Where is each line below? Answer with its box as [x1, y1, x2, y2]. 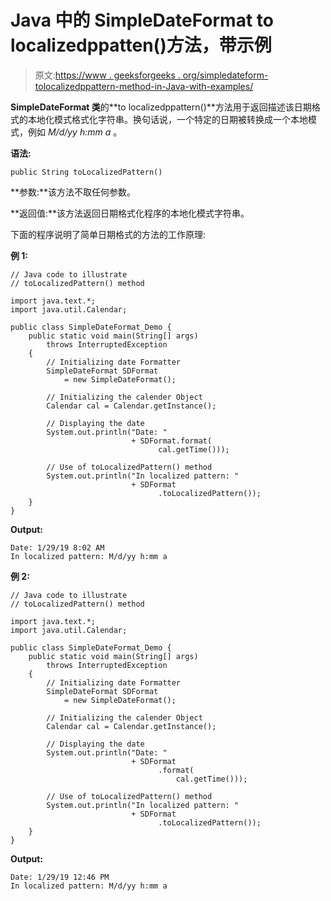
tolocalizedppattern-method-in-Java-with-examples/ [34, 80, 254, 92]
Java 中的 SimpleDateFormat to [10, 9, 274, 32]
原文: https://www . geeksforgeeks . [34, 69, 181, 81]
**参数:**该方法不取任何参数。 [10, 186, 137, 198]
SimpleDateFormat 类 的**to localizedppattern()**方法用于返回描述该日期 [10, 101, 312, 113]
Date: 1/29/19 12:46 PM [10, 872, 110, 882]
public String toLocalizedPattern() [10, 167, 163, 177]
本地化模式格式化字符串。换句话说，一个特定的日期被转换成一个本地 [27, 113, 308, 125]
